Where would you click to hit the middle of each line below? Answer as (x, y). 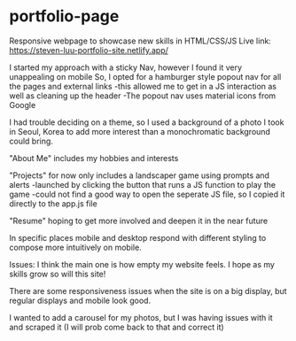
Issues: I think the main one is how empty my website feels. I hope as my (142, 264)
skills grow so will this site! (58, 274)
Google (23, 105)
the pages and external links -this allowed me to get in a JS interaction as (143, 86)
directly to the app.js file (53, 203)
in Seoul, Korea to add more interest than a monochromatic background (140, 131)
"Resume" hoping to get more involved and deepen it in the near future (139, 221)
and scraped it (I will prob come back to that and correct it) (117, 327)
